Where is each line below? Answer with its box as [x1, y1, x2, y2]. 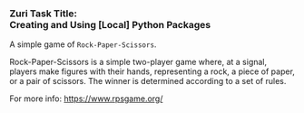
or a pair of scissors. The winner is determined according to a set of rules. [9, 76, 287, 87]
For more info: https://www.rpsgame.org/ [9, 93, 163, 104]
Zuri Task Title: [9, 7, 77, 20]
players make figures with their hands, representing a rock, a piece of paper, [9, 66, 295, 77]
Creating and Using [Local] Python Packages [9, 18, 211, 31]
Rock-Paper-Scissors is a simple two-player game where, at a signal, [9, 57, 268, 68]
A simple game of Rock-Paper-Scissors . [9, 39, 157, 50]
